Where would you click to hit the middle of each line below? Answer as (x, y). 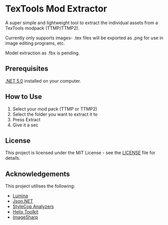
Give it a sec (25, 125)
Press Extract (26, 119)
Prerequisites (27, 69)
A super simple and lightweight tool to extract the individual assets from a (81, 23)
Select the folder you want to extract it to (55, 114)
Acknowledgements (38, 174)
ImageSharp (25, 217)
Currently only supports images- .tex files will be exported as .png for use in (84, 38)
